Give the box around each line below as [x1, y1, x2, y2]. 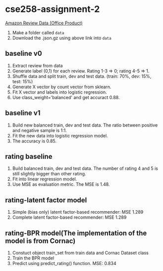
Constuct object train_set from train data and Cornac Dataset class [12, 250, 149, 256]
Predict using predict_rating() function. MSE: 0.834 [12, 261, 116, 266]
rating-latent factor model [5, 196, 87, 204]
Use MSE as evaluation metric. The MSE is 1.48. [12, 181, 110, 187]
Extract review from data [12, 62, 63, 68]
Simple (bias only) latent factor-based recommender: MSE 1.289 [12, 209, 144, 215]
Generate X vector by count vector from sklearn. [12, 84, 111, 90]
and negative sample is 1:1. [12, 127, 67, 133]
